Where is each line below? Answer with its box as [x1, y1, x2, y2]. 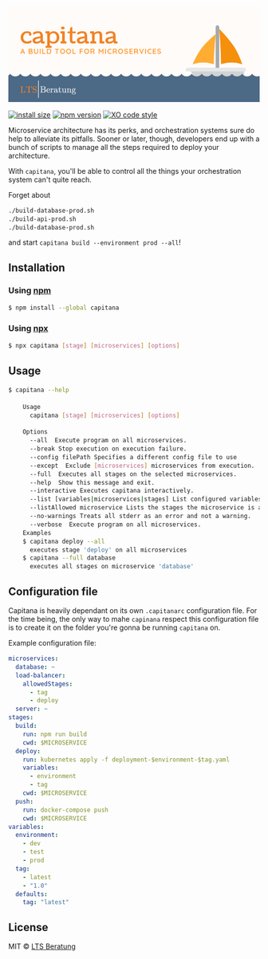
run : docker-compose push [22, 806, 109, 814]
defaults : [15, 890, 48, 898]
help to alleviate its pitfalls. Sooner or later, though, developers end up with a [8, 134, 260, 143]
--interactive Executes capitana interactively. [29, 487, 195, 495]
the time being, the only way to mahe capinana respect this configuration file [8, 615, 259, 623]
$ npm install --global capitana [8, 304, 120, 312]
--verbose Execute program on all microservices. [29, 521, 202, 529]
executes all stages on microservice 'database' [29, 563, 195, 571]
